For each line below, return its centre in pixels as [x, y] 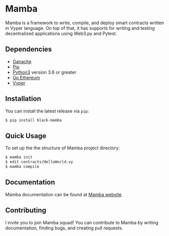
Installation [23, 99]
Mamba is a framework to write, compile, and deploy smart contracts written [85, 23]
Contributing [26, 211]
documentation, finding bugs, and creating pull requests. [64, 228]
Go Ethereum [26, 77]
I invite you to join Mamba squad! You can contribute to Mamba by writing [82, 222]
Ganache [22, 62]
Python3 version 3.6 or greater [44, 72]
